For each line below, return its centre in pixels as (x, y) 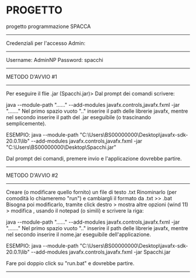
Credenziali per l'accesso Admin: (46, 43)
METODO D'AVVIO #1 (32, 77)
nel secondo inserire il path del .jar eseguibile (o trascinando (79, 117)
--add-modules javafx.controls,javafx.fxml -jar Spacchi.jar (101, 252)
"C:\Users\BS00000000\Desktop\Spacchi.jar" (61, 147)
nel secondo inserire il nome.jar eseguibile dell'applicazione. (79, 234)
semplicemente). (26, 123)
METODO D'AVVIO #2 (32, 175)
